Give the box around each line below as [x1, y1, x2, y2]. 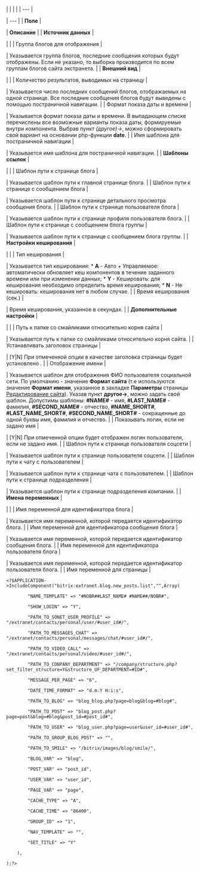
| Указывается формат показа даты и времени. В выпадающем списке [6, 113, 186, 119]
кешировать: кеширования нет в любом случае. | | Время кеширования [6, 288, 190, 295]
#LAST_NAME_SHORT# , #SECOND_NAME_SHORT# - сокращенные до [6, 410, 186, 416]
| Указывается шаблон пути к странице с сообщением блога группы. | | [6, 233, 189, 240]
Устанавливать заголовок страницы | [6, 342, 101, 349]
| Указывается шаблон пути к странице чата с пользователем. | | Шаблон [6, 470, 194, 477]
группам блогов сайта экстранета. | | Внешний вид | [6, 65, 141, 72]
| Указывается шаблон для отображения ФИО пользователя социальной [6, 371, 192, 379]
